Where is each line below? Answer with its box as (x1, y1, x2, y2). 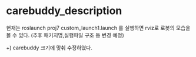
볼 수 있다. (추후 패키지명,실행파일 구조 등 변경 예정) (6, 31, 125, 39)
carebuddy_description (6, 4, 122, 18)
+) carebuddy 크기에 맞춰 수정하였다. (6, 44, 93, 51)
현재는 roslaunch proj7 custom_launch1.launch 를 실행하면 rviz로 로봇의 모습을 (6, 24, 191, 31)
